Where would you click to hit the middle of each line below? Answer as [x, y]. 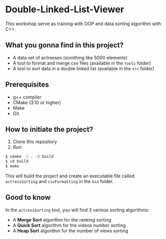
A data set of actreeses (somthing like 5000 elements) [70, 57]
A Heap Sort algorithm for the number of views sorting [70, 231]
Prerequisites [27, 85]
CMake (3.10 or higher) [37, 102]
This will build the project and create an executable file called [70, 176]
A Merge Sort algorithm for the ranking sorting [62, 220]
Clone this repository [35, 142]
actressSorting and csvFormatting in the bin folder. [59, 181]
